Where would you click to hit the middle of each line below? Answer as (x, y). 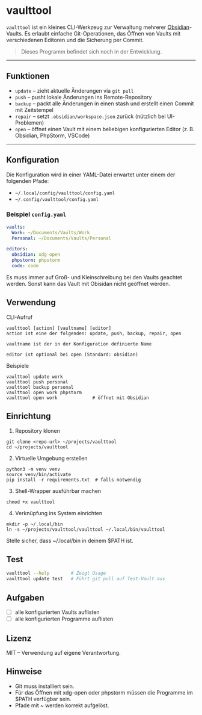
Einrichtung (29, 416)
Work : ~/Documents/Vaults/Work (51, 232)
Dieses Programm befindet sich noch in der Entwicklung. (91, 51)
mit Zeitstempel (34, 110)
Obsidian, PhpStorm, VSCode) (52, 135)
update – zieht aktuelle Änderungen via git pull (74, 90)
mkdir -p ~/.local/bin (35, 524)
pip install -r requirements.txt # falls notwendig (74, 480)
